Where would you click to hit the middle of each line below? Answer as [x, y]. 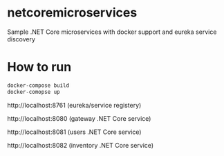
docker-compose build [38, 85]
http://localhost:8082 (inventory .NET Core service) [81, 145]
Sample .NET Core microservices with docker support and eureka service [112, 32]
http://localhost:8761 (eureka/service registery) [74, 105]
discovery [21, 39]
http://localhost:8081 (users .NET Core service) [74, 132]
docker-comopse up [34, 92]
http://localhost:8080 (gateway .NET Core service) [79, 118]
